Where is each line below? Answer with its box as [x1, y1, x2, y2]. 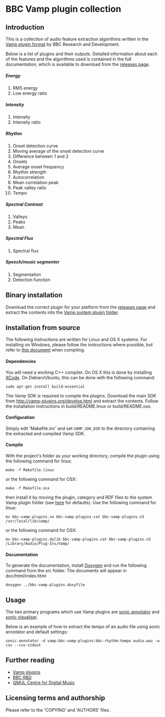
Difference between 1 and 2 [12, 153, 69, 159]
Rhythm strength [12, 169, 47, 175]
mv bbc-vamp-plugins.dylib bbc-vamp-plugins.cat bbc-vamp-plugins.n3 [5, 537, 151, 542]
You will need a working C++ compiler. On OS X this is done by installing [5, 369, 152, 375]
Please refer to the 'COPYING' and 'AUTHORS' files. [5, 707, 110, 713]
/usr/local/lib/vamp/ [5, 519, 50, 524]
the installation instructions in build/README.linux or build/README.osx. [5, 403, 152, 409]
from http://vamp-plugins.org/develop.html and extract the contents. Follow [5, 398, 159, 404]
